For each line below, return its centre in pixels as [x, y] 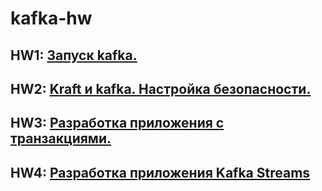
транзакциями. [61, 138]
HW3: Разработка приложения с [117, 123]
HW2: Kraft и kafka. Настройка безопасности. [161, 88]
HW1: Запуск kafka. [74, 55]
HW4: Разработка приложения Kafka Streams [160, 172]
